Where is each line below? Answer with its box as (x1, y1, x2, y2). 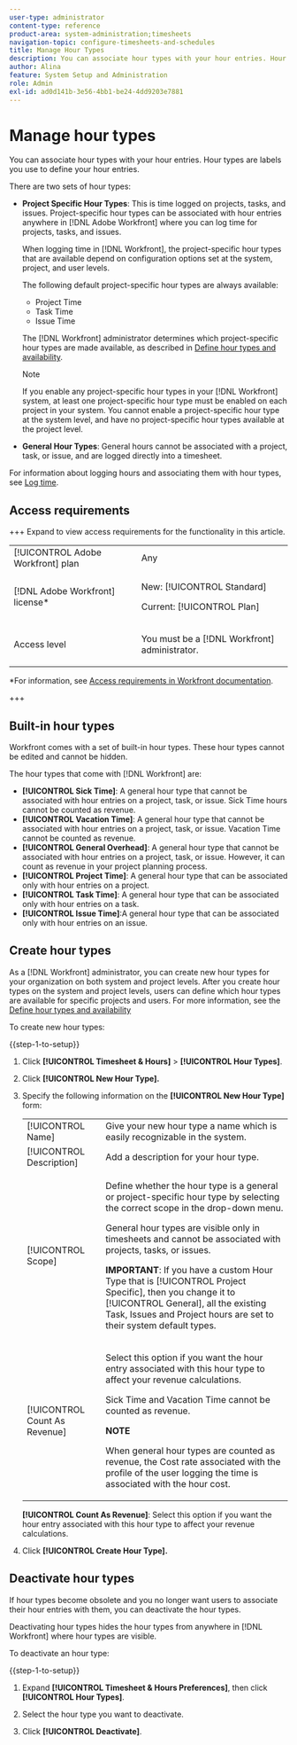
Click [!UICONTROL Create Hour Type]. (21, 1545, 168, 1556)
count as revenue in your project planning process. (21, 861, 208, 872)
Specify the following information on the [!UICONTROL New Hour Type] (21, 1090, 285, 1100)
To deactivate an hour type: (9, 1647, 110, 1658)
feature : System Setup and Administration (9, 71, 168, 80)
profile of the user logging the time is (105, 1467, 259, 1479)
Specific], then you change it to (105, 1286, 236, 1298)
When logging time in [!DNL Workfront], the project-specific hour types (21, 244, 282, 254)
